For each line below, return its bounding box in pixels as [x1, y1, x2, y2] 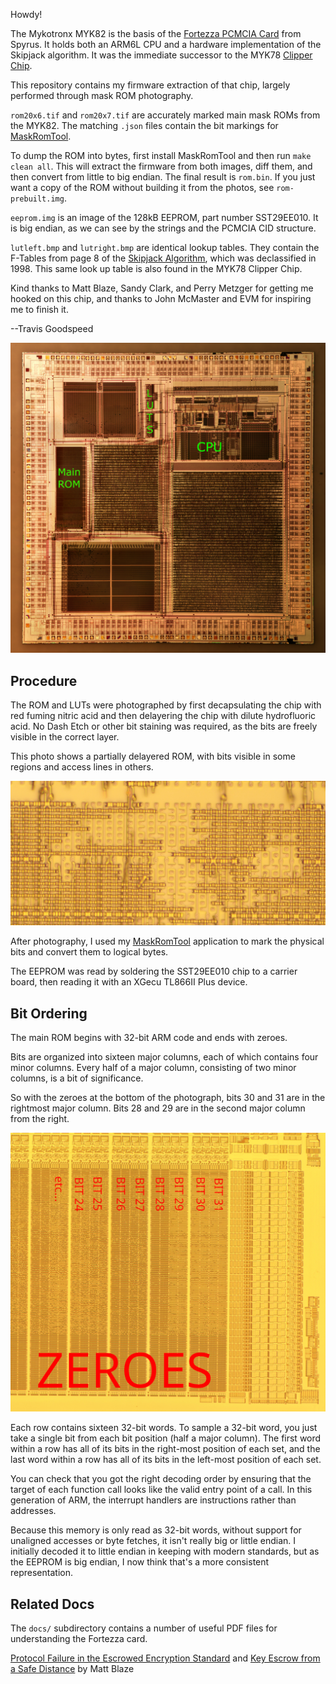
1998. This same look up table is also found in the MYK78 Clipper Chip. [10, 263, 303, 274]
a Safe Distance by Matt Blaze [10, 1663, 135, 1675]
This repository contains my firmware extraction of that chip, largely [10, 79, 291, 91]
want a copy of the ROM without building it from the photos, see [10, 182, 275, 193]
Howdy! [10, 9, 43, 20]
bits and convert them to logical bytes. [10, 946, 169, 958]
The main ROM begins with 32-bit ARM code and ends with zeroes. [10, 1032, 288, 1044]
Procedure [10, 672, 78, 689]
